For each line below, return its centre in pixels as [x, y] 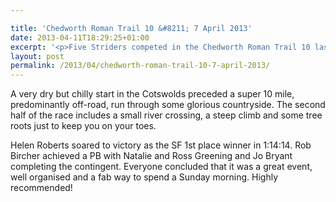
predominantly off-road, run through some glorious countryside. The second [168, 105]
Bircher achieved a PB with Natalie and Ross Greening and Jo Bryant [151, 156]
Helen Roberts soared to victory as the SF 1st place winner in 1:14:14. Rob [161, 145]
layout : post [37, 56]
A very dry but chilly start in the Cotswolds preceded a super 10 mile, [152, 94]
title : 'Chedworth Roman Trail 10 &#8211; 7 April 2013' [131, 28]
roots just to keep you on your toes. [83, 126]
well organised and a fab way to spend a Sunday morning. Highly [144, 177]
